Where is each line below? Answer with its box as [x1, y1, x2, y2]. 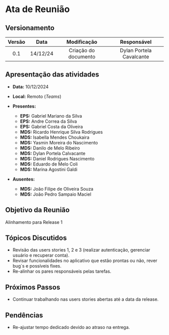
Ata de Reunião [5, 4, 70, 15]
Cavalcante [122, 53, 149, 60]
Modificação [66, 39, 98, 45]
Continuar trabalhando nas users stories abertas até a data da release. [12, 296, 159, 302]
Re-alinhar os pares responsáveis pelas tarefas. [12, 268, 112, 275]
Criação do [68, 47, 95, 54]
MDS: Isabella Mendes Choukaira [20, 134, 90, 140]
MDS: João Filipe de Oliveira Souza [20, 186, 94, 192]
